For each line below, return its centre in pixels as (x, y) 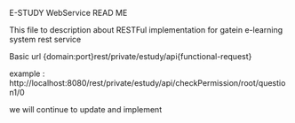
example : (27, 73)
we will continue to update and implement (86, 109)
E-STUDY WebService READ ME (68, 13)
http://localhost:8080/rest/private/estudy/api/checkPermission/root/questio (147, 83)
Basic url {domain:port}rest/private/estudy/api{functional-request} (131, 56)
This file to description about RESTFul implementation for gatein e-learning (146, 30)
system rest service (45, 39)
